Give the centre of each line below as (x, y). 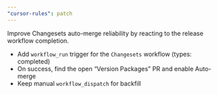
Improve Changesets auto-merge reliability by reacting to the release (106, 33)
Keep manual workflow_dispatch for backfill (79, 83)
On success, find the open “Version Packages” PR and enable (105, 68)
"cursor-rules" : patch (40, 13)
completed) (34, 61)
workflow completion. (38, 40)
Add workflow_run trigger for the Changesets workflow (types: (105, 54)
